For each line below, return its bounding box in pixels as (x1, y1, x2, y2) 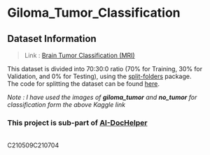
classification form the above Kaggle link (7, 101, 126, 109)
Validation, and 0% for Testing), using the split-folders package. (7, 72, 192, 80)
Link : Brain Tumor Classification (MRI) (24, 51, 135, 59)
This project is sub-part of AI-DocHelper (7, 117, 148, 127)
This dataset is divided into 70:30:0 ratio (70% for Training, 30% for (7, 65, 203, 73)
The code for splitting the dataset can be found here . (7, 80, 160, 88)
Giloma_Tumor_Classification (7, 5, 181, 21)
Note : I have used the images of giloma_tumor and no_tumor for (7, 93, 197, 101)
